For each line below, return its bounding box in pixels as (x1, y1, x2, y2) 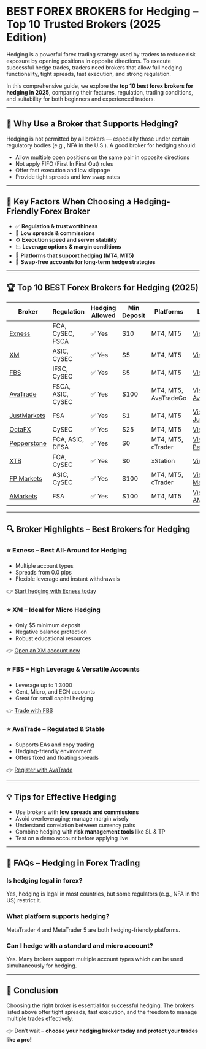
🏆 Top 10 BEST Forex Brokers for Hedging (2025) (6, 282, 199, 293)
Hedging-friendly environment (15, 747, 92, 754)
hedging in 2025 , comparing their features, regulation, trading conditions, (6, 88, 193, 96)
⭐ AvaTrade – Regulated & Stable (6, 724, 105, 733)
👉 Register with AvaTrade (6, 766, 73, 773)
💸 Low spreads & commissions (15, 229, 95, 237)
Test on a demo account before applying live (15, 834, 128, 842)
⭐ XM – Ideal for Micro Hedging (6, 605, 101, 614)
